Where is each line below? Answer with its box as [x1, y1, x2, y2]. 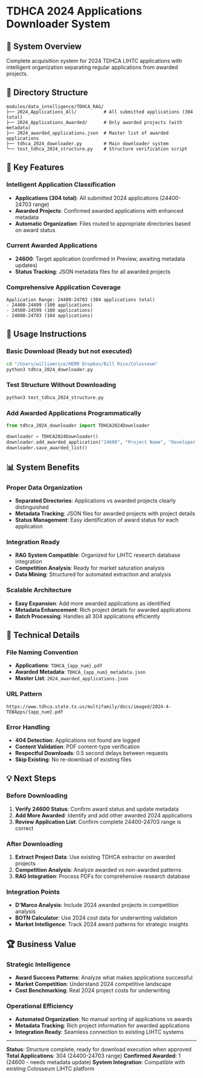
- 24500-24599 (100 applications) [6, 307, 94, 314]
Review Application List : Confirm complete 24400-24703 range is [14, 818, 181, 825]
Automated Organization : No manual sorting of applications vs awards [14, 1016, 193, 1023]
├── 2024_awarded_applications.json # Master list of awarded [6, 130, 169, 136]
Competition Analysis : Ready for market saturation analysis [14, 564, 165, 572]
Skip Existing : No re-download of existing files [14, 756, 132, 763]
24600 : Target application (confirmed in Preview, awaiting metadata [14, 255, 185, 262]
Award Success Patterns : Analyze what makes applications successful [14, 974, 193, 981]
